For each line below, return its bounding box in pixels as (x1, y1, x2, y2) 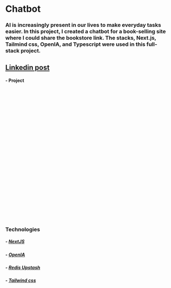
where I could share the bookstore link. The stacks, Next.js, (5, 34, 157, 42)
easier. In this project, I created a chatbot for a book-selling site (5, 28, 166, 35)
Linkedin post (5, 63, 50, 72)
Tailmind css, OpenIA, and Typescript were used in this (5, 41, 145, 48)
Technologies (5, 226, 40, 233)
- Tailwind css (5, 277, 36, 283)
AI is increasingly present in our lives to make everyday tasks (5, 22, 161, 29)
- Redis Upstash (5, 264, 41, 271)
